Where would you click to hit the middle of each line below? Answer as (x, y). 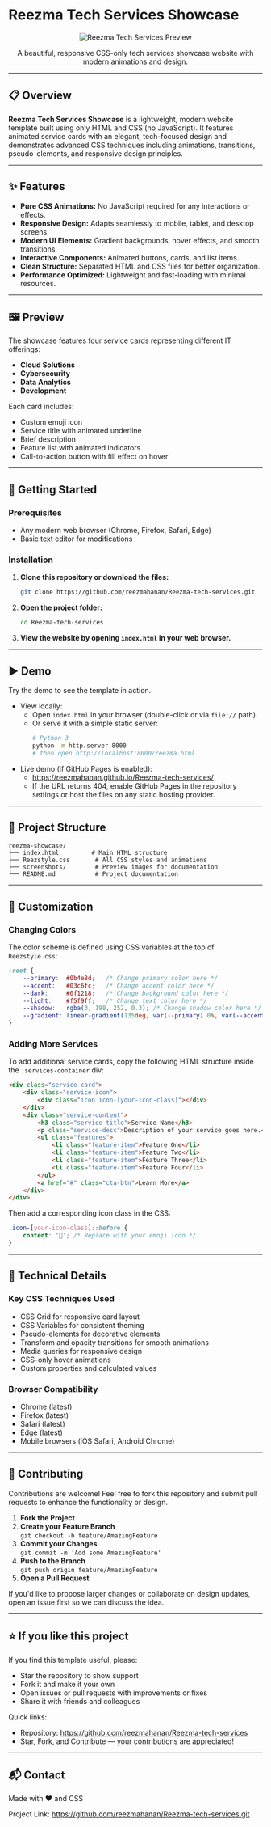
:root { (21, 971)
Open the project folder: (61, 607)
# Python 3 (50, 738)
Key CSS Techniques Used (61, 1299)
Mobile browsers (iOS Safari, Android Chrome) (97, 1440)
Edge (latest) (41, 1432)
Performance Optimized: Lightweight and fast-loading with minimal (133, 275)
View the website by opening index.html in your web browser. (125, 638)
